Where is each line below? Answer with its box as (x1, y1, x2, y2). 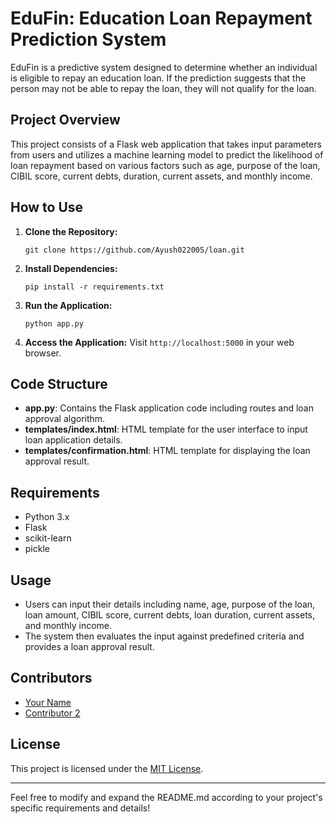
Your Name (24, 696, 72, 708)
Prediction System (10, 28, 167, 51)
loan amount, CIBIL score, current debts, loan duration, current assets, (24, 609, 315, 621)
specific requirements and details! (10, 802, 151, 814)
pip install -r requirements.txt (24, 282, 165, 292)
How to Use (10, 199, 84, 216)
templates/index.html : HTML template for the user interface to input (24, 423, 308, 436)
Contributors (10, 670, 93, 687)
